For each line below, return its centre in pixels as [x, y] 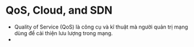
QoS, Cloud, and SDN [59, 10]
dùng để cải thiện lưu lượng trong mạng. [63, 33]
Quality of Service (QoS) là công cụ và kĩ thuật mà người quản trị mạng [101, 27]
